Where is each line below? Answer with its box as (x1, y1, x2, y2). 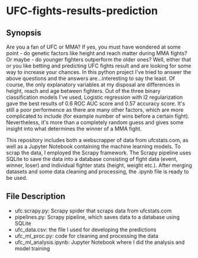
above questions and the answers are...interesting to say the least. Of (6, 75, 176, 82)
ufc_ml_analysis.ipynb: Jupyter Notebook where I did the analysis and (14, 238, 185, 246)
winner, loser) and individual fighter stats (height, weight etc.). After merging (6, 162, 192, 169)
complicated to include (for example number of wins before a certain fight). (6, 112, 190, 120)
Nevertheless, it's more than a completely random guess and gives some (6, 119, 184, 125)
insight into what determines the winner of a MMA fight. (6, 125, 142, 132)
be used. (6, 175, 28, 181)
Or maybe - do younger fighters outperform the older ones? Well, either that (6, 56, 191, 63)
